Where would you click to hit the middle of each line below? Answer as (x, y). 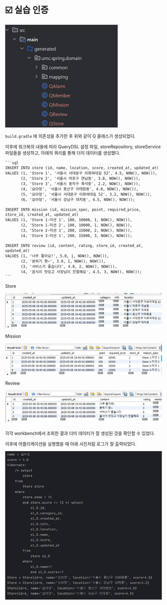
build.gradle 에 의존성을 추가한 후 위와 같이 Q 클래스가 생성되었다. (70, 136)
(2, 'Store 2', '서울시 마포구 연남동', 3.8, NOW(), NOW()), (81, 178)
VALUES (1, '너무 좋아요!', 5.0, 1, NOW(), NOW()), (57, 256)
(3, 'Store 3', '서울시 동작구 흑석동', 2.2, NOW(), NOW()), (81, 184)
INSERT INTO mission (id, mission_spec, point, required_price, (73, 210)
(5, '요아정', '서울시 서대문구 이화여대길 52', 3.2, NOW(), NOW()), (86, 194)
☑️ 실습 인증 (27, 10)
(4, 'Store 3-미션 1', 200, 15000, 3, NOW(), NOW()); (77, 236)
